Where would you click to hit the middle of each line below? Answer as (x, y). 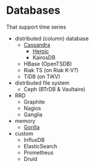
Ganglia (33, 115)
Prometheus (39, 152)
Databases (33, 10)
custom (24, 133)
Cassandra (37, 45)
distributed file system (42, 83)
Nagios (32, 108)
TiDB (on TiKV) (42, 76)
